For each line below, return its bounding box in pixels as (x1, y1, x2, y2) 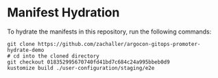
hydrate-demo (7, 47, 45, 53)
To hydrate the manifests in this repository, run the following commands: (7, 27, 212, 36)
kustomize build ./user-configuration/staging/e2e (7, 64, 155, 71)
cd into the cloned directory (13, 53, 99, 60)
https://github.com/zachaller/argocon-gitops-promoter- (37, 40, 201, 47)
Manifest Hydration (7, 5, 120, 21)
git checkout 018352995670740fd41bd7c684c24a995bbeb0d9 (7, 58, 170, 66)
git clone (7, 40, 36, 47)
